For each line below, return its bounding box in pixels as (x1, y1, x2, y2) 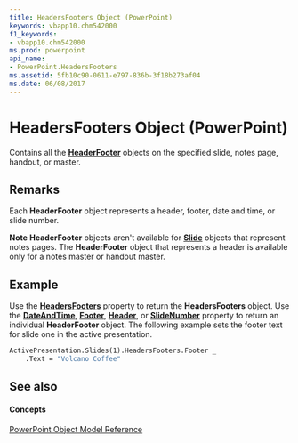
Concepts (9, 404, 46, 415)
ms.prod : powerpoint (9, 46, 86, 55)
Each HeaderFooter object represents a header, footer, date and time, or (9, 205, 276, 216)
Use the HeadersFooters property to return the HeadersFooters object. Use (9, 301, 290, 311)
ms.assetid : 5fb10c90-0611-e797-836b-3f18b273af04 (9, 71, 201, 80)
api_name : (9, 54, 46, 63)
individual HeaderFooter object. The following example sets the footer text (9, 319, 283, 330)
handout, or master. (9, 157, 82, 167)
